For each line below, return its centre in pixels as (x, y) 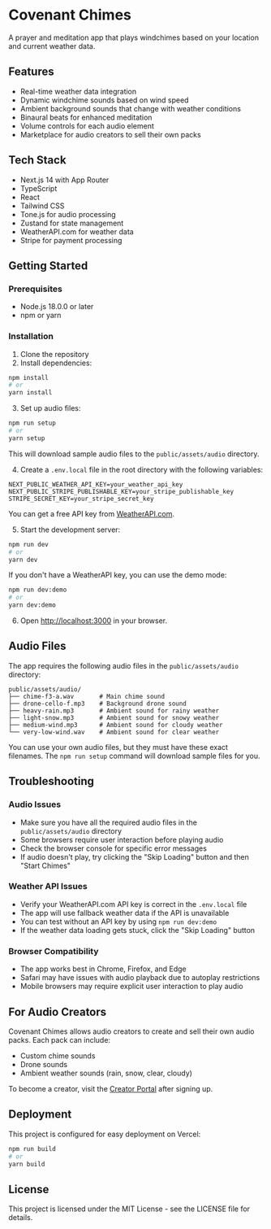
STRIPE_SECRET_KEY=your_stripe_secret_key (81, 499)
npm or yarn (41, 316)
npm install (28, 377)
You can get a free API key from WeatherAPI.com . (92, 513)
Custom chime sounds (58, 1056)
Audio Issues (35, 804)
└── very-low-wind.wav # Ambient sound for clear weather (114, 732)
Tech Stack (37, 160)
